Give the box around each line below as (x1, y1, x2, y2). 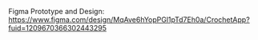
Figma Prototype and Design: (8, 7, 105, 16)
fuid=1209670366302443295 (8, 24, 107, 32)
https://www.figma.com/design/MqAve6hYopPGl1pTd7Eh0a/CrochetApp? (8, 15, 250, 24)
